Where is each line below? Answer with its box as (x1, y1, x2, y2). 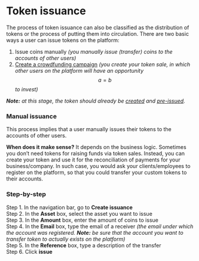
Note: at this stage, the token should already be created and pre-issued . (6, 97, 185, 104)
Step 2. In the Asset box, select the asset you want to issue (6, 210, 152, 217)
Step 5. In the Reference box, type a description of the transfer (6, 241, 161, 248)
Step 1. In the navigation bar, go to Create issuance (6, 204, 133, 211)
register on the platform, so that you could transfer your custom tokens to (6, 169, 187, 176)
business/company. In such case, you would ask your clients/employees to (6, 163, 191, 170)
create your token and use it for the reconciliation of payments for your (6, 156, 181, 163)
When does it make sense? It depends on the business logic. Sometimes (6, 144, 186, 151)
